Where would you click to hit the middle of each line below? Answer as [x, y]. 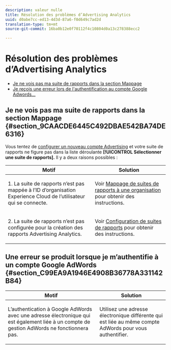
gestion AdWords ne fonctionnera [48, 328]
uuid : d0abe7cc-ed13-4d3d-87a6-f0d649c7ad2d [53, 19]
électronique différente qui [131, 315]
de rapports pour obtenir [124, 227]
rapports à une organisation [128, 190]
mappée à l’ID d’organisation [42, 190]
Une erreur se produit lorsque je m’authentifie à [82, 257]
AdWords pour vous [123, 328]
